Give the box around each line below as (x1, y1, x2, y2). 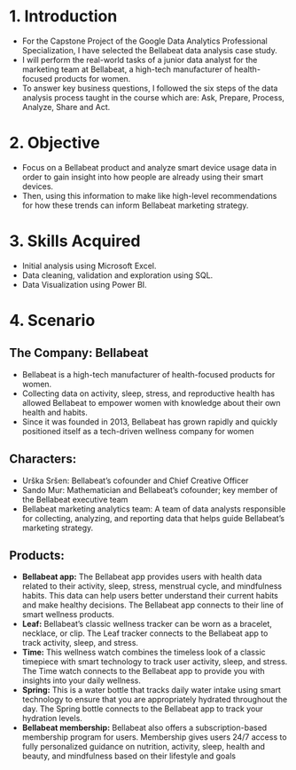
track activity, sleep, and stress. (21, 638, 139, 648)
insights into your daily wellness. (21, 675, 142, 686)
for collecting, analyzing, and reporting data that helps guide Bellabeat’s (21, 512, 285, 523)
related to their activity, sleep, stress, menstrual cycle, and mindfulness (21, 581, 282, 591)
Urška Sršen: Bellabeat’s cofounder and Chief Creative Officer (21, 475, 249, 486)
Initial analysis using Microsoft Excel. (21, 260, 157, 271)
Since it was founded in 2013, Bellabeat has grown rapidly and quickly (21, 416, 277, 427)
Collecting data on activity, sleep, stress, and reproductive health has (21, 388, 276, 399)
